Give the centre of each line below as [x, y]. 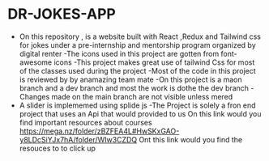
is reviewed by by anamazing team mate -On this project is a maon [130, 79]
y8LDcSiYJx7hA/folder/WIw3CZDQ [78, 139]
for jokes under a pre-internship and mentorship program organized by [137, 44]
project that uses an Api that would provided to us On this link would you [140, 113]
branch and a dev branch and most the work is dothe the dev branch [134, 88]
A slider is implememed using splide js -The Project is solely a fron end [137, 105]
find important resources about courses [85, 122]
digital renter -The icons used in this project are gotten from [119, 53]
